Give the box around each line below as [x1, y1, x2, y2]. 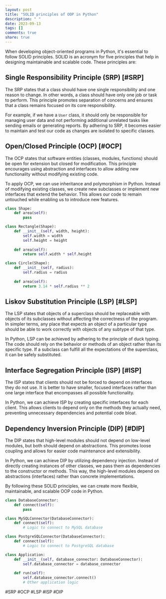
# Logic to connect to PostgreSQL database [23, 543, 114, 548]
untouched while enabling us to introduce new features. [5, 196, 119, 202]
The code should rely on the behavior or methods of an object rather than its [5, 341, 162, 347]
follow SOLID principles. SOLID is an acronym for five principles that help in [5, 54, 159, 59]
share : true [5, 35, 30, 40]
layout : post [5, 7, 32, 12]
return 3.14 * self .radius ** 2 [23, 283, 90, 289]
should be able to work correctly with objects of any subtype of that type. [5, 327, 156, 332]
